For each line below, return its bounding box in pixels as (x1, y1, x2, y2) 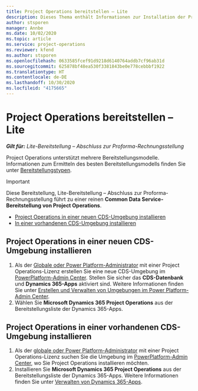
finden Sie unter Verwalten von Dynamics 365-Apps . (14, 378, 143, 386)
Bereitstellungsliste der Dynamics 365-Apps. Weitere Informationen (14, 372, 179, 379)
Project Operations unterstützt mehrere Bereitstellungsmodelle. (6, 154, 160, 161)
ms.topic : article (6, 36, 51, 42)
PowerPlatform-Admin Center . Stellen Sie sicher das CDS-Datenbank (14, 274, 184, 281)
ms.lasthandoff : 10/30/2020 (6, 80, 75, 86)
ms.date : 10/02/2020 (6, 31, 57, 37)
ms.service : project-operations (6, 42, 85, 48)
